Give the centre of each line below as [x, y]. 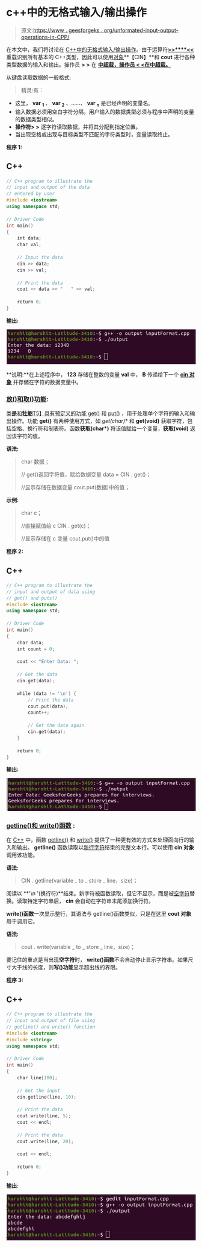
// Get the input [39, 1090]
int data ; [29, 238]
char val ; [29, 245]
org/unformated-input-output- [141, 30]
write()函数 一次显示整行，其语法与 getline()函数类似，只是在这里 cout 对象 [99, 914]
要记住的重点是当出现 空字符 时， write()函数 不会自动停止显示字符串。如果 [97, 960]
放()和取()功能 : [27, 399]
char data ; [31, 643]
